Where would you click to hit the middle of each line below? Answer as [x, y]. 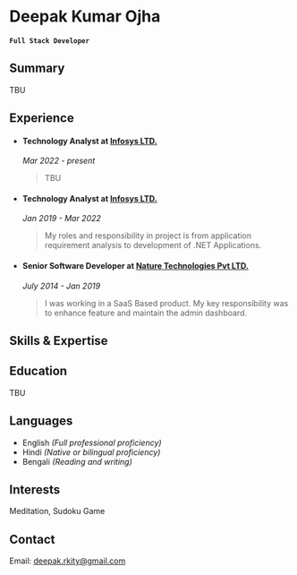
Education [38, 371]
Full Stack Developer [50, 41]
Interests [35, 489]
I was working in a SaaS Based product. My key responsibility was [166, 303]
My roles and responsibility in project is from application [148, 236]
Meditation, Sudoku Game [57, 511]
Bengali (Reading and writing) [77, 461]
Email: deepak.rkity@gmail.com [68, 561]
